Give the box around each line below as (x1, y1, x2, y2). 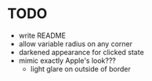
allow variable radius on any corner (18, 39, 132, 48)
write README (18, 31, 66, 40)
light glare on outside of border (30, 64, 131, 73)
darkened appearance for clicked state (18, 47, 144, 57)
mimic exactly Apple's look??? (18, 56, 117, 65)
